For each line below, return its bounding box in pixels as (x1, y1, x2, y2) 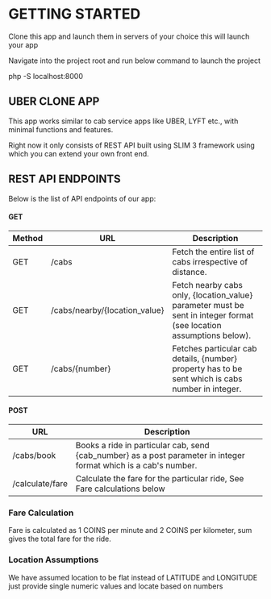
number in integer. (172, 383, 242, 394)
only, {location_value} (172, 289, 253, 301)
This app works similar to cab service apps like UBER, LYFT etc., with (8, 116, 239, 126)
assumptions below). (172, 330, 252, 341)
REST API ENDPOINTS (8, 173, 121, 186)
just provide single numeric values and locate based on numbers (8, 581, 223, 591)
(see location (172, 319, 222, 331)
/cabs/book (12, 449, 56, 460)
